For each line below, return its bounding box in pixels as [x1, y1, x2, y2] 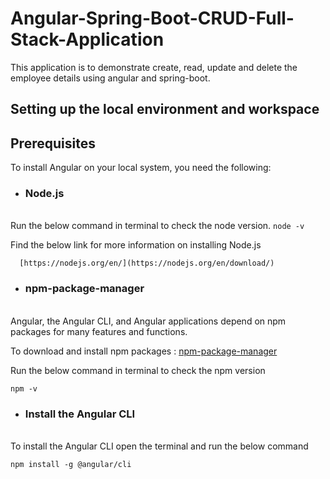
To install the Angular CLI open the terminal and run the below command [10, 440, 309, 452]
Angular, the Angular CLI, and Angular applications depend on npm [10, 315, 287, 327]
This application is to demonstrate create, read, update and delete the [10, 61, 298, 73]
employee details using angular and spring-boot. [10, 72, 211, 84]
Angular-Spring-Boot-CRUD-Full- [10, 7, 295, 30]
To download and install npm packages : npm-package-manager [10, 345, 278, 357]
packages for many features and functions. [10, 325, 188, 337]
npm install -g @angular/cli [10, 460, 132, 470]
